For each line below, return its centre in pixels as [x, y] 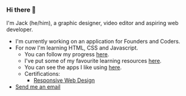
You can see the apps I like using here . [73, 67]
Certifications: [42, 74]
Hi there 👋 [21, 10]
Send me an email [38, 87]
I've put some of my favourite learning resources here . [93, 61]
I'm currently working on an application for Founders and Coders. [98, 42]
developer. [20, 29]
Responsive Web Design [64, 80]
